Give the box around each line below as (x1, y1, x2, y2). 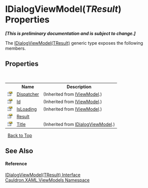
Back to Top (7, 132, 32, 138)
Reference (5, 160, 27, 167)
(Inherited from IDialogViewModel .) (43, 121, 115, 127)
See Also (5, 147, 33, 155)
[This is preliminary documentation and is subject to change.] (5, 30, 136, 36)
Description (67, 84, 92, 90)
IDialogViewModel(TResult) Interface (5, 172, 81, 178)
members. (5, 45, 26, 51)
